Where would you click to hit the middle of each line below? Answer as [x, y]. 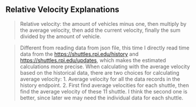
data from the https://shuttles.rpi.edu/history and [79, 54]
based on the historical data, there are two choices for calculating [100, 72]
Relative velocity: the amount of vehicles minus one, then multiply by [103, 24]
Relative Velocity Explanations [62, 10]
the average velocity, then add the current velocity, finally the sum [100, 30]
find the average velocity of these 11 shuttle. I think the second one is [104, 91]
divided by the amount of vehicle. [60, 36]
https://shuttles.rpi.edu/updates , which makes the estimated [93, 60]
